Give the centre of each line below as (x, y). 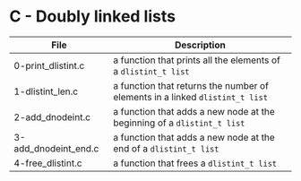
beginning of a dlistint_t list (179, 123)
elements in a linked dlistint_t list (191, 97)
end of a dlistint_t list (166, 148)
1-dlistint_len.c (46, 91)
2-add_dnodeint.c (52, 116)
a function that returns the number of (191, 85)
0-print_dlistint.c (49, 65)
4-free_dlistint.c (48, 163)
